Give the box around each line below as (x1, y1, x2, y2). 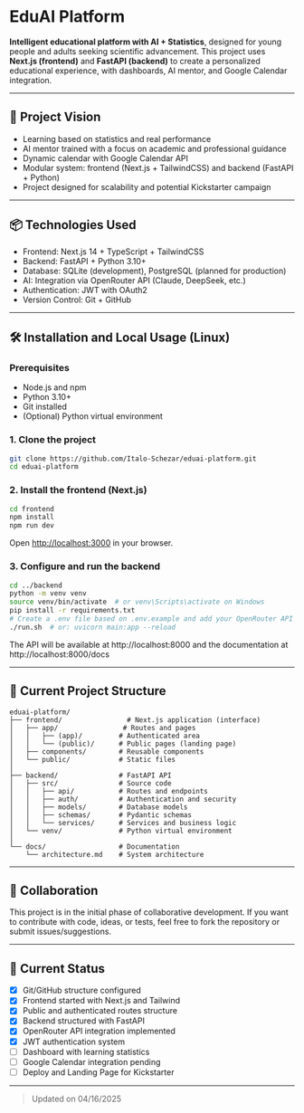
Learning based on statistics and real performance (22, 133, 212, 144)
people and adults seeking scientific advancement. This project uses (9, 45, 266, 56)
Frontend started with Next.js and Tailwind (22, 995, 181, 1006)
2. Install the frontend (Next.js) (9, 484, 147, 497)
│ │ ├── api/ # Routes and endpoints (9, 786, 208, 795)
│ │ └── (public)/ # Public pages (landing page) (9, 739, 237, 748)
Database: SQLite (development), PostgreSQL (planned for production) (22, 265, 287, 276)
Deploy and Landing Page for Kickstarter (22, 1066, 175, 1078)
